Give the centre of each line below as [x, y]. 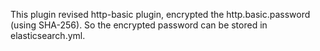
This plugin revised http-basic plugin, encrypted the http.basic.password [160, 14]
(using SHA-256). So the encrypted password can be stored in [139, 25]
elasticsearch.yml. [48, 35]
